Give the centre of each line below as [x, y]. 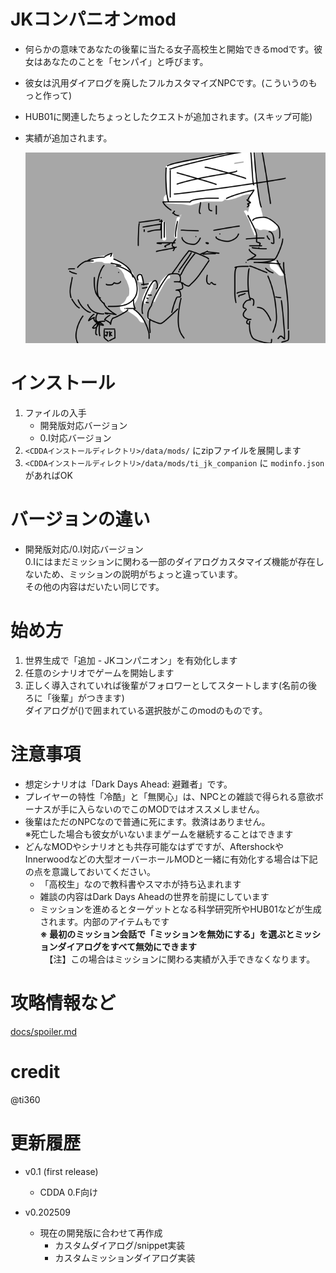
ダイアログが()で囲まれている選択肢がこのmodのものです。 [146, 711]
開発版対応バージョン [83, 426]
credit [35, 1072]
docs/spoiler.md [43, 1031]
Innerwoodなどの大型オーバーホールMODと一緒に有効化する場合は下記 [171, 859]
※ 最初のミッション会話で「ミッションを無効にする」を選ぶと [167, 934]
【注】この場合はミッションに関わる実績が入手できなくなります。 [182, 959]
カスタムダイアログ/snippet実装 [120, 1245]
